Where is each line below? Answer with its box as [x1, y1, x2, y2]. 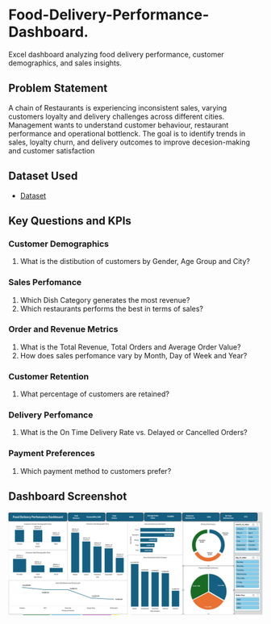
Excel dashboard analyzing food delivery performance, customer [8, 49, 224, 59]
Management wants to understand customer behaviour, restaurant [8, 119, 229, 130]
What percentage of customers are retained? [19, 389, 169, 399]
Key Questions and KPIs [8, 214, 131, 228]
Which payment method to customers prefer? [19, 466, 172, 475]
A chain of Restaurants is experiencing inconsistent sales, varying [8, 103, 227, 112]
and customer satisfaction [8, 145, 95, 155]
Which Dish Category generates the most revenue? [19, 295, 190, 304]
